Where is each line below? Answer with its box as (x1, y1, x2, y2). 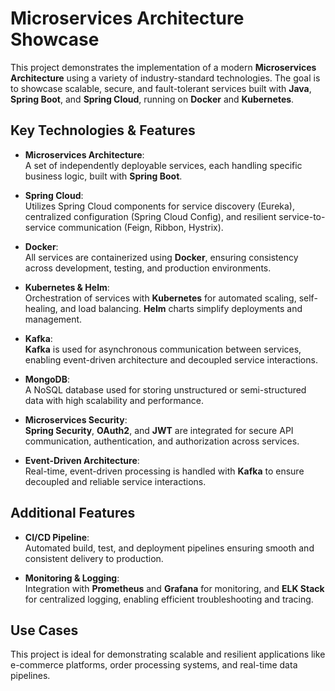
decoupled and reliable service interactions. (24, 475, 207, 487)
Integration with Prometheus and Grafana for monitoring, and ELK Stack (24, 582, 325, 594)
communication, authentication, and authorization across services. (24, 435, 300, 447)
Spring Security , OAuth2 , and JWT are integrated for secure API (24, 424, 294, 436)
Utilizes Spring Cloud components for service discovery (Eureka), (24, 200, 296, 212)
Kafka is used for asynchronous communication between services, (24, 343, 302, 355)
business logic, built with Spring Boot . (24, 170, 183, 182)
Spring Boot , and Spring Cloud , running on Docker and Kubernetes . (10, 93, 295, 105)
